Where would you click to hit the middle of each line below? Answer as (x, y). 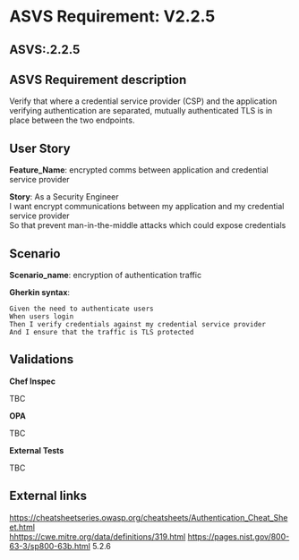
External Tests (37, 450)
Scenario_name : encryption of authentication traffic (106, 276)
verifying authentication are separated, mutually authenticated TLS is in (141, 111)
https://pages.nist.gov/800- (239, 536)
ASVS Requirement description (98, 79)
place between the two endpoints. (72, 120)
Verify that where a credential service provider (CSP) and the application (143, 101)
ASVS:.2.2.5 (45, 50)
